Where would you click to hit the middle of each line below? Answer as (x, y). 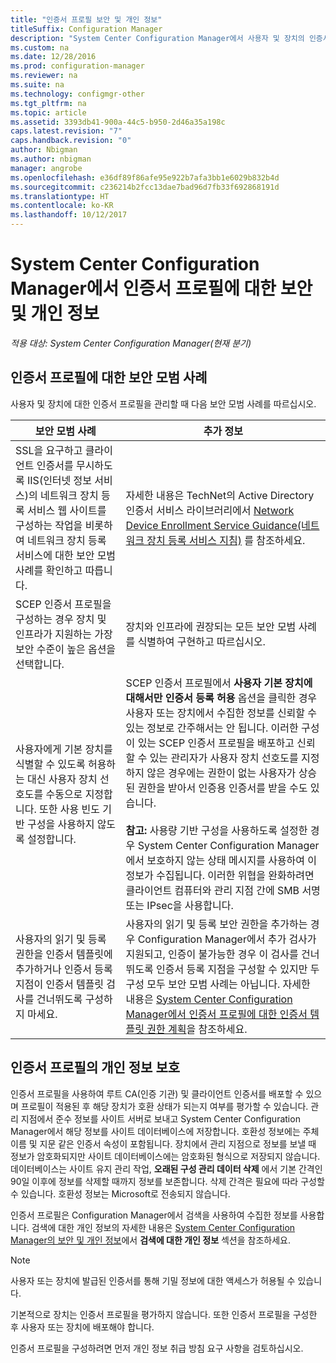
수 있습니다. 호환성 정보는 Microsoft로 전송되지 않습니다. (120, 1193)
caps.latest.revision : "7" (66, 131)
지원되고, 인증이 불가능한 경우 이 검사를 (212, 954)
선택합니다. (40, 664)
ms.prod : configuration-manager (77, 66)
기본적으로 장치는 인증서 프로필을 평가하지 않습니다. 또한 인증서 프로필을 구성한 (164, 1314)
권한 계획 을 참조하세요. (197, 1029)
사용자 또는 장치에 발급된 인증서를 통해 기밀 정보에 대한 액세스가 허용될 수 (153, 1280)
